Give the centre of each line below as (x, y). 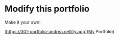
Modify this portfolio (47, 9)
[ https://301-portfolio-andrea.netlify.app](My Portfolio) (59, 31)
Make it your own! (23, 22)
